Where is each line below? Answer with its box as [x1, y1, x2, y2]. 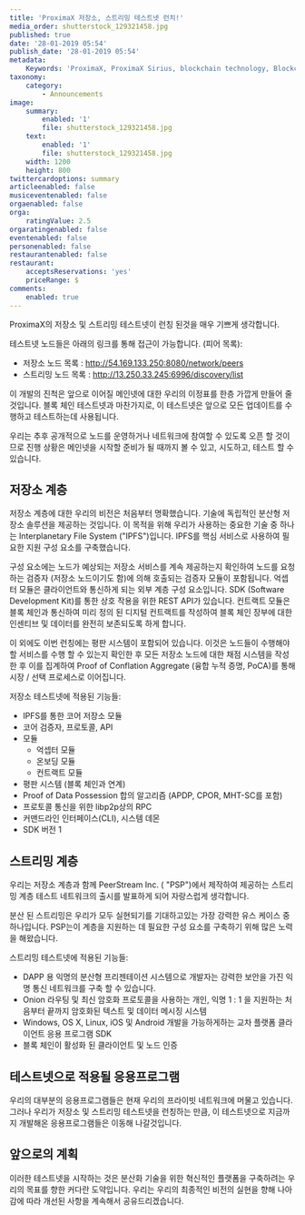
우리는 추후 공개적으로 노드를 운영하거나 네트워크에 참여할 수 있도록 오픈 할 [9, 430, 274, 441]
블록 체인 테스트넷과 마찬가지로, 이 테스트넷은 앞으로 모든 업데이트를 [43, 400, 283, 410]
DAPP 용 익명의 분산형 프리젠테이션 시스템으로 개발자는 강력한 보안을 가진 [22, 971, 284, 983]
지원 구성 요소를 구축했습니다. [25, 542, 131, 553]
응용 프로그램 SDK [46, 1028, 113, 1039]
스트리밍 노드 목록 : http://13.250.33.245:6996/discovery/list [22, 369, 243, 380]
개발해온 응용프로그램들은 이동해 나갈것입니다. [18, 1117, 182, 1129]
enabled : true [25, 292, 79, 301]
